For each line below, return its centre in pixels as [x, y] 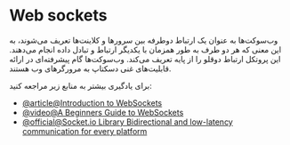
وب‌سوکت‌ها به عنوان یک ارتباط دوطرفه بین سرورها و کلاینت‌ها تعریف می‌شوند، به [144, 40]
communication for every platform [85, 131]
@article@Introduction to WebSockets [92, 102]
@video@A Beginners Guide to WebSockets [103, 112]
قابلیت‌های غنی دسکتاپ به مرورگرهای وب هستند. [90, 68]
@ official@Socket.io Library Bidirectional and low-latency [127, 122]
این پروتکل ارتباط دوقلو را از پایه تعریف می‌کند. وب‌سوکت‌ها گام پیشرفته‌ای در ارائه [145, 59]
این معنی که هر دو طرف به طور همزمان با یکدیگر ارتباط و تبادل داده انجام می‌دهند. [145, 49]
